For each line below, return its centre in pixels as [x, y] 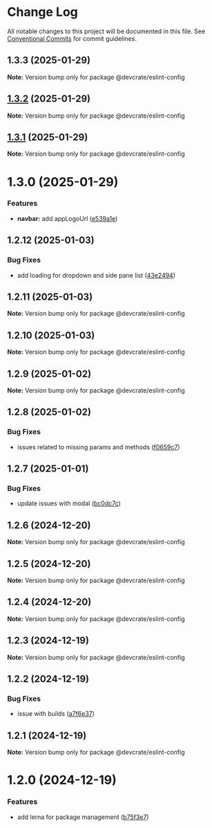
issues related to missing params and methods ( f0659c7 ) [99, 447]
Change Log [42, 12]
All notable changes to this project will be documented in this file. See [106, 31]
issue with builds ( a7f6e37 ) [56, 714]
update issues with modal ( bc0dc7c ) [69, 503]
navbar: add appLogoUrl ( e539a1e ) [67, 218]
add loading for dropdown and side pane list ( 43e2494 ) [96, 275]
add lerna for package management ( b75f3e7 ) [83, 817]
